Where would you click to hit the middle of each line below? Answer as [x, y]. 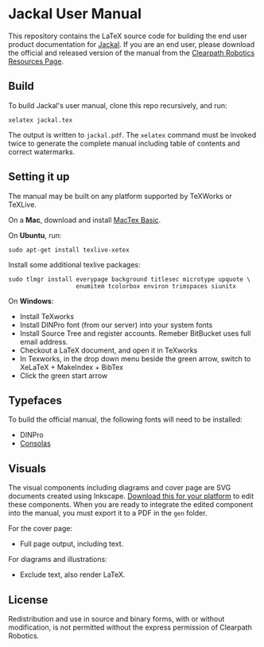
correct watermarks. [42, 151]
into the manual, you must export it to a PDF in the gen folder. [108, 513]
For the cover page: [41, 528]
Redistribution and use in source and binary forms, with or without [116, 619]
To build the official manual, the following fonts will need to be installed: [125, 419]
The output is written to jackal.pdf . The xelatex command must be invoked [132, 134]
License [28, 600]
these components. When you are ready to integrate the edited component [131, 505]
